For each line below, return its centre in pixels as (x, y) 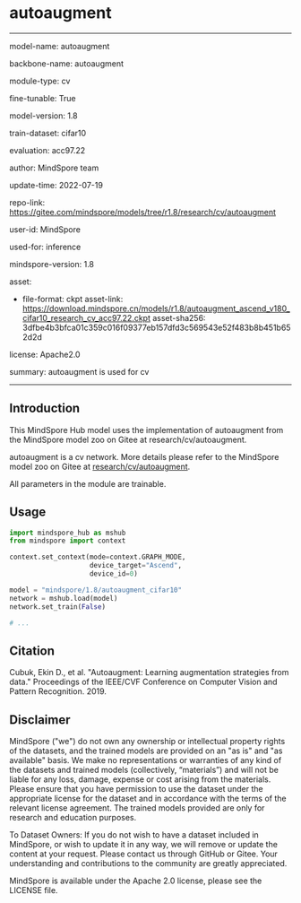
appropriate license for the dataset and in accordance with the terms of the (148, 799)
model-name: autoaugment (60, 46)
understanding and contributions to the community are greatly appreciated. (148, 864)
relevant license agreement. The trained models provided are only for (137, 808)
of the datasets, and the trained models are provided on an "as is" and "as (146, 751)
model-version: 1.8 (43, 116)
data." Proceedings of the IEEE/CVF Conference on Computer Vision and (143, 682)
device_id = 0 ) (114, 574)
